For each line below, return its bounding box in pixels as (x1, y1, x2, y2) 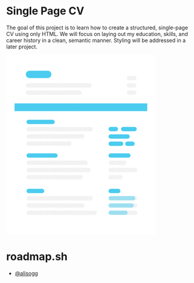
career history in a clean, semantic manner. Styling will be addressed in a (6, 36, 186, 44)
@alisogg (14, 269, 38, 276)
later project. (6, 43, 38, 50)
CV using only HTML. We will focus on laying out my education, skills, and (6, 30, 188, 37)
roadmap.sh (6, 250, 67, 264)
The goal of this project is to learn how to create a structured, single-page (6, 24, 188, 31)
